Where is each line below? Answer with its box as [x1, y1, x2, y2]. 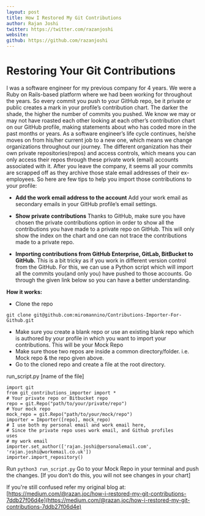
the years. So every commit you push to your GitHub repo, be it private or [6, 97, 192, 104]
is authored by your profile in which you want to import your [15, 334, 166, 342]
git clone [6, 312, 32, 318]
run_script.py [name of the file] [6, 372, 84, 380]
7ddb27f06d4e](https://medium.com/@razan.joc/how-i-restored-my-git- [6, 496, 190, 504]
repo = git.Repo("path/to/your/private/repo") [6, 400, 127, 407]
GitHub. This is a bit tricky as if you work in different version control [15, 256, 187, 264]
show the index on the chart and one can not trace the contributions [15, 231, 187, 239]
